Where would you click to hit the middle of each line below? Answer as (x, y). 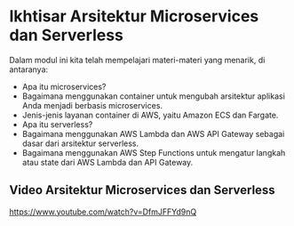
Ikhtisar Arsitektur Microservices (134, 16)
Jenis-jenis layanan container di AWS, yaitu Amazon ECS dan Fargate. (150, 115)
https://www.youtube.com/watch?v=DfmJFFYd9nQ (103, 212)
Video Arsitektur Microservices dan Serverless (142, 190)
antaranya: (29, 69)
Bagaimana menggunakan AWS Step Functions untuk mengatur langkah (154, 152)
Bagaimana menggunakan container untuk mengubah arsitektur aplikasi (154, 96)
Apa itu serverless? (57, 124)
